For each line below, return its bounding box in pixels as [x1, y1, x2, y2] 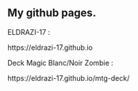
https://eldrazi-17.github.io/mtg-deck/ [7, 73, 130, 82]
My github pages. [7, 6, 97, 20]
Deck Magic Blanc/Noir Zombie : [7, 58, 114, 67]
